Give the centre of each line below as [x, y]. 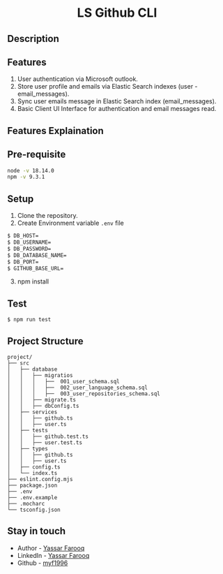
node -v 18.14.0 [31, 170]
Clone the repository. [47, 216]
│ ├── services [32, 412]
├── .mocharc [26, 504]
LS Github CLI [117, 13]
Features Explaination [56, 131]
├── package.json [32, 486]
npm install [33, 281]
